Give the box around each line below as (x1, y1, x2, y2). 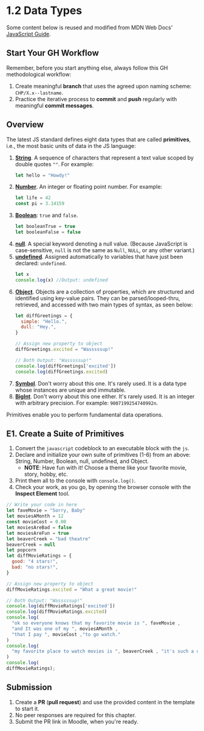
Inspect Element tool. (15, 490, 70, 497)
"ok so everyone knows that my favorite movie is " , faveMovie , (12, 620, 181, 626)
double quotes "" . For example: (15, 160, 94, 168)
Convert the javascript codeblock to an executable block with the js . (15, 445, 189, 452)
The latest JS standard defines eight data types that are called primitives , (6, 135, 191, 143)
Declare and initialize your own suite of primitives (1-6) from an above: (15, 451, 191, 459)
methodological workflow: (6, 71, 72, 78)
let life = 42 (15, 195, 51, 201)
